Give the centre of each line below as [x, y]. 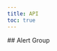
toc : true [22, 20]
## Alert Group [28, 40]
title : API [23, 14]
